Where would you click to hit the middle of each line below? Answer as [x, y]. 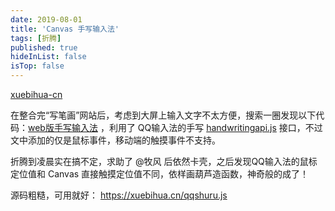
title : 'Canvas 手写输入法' [65, 29]
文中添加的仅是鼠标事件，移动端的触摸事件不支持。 [115, 140]
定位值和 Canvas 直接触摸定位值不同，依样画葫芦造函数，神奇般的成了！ [160, 174]
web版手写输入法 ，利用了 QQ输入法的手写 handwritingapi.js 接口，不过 [175, 127]
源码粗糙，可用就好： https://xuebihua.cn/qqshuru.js [119, 195]
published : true [44, 47]
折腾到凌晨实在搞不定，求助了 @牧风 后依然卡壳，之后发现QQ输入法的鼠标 [164, 161]
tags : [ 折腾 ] [36, 38]
